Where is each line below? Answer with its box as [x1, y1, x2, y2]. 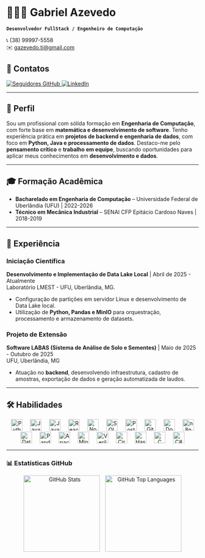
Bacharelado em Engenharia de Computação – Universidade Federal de [15, 196, 198, 203]
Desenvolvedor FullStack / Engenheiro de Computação [6, 26, 143, 32]
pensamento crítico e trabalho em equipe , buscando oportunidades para [6, 145, 192, 153]
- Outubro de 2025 [6, 351, 54, 358]
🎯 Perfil [6, 103, 35, 114]
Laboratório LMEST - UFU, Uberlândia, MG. [6, 284, 115, 291]
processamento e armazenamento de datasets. [15, 315, 134, 323]
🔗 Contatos [6, 64, 50, 74]
